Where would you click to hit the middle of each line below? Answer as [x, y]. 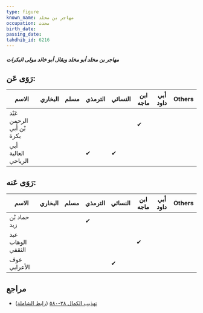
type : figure [23, 12]
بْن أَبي [18, 128]
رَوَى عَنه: [21, 182]
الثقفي [18, 250]
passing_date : [24, 35]
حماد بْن [19, 217]
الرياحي [19, 161]
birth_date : [21, 29]
